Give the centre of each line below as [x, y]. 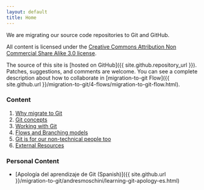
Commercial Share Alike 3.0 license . [51, 53]
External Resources [40, 145]
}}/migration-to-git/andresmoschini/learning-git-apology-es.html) [97, 181]
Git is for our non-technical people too [63, 139]
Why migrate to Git [39, 113]
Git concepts [31, 120]
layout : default [27, 12]
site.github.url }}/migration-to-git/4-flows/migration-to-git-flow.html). [93, 84]
